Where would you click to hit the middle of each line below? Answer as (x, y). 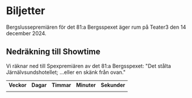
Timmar (62, 85)
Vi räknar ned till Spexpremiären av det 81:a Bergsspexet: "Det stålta (89, 66)
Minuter (86, 85)
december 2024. (26, 33)
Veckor (18, 85)
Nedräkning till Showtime (53, 52)
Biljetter (26, 11)
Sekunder (113, 85)
